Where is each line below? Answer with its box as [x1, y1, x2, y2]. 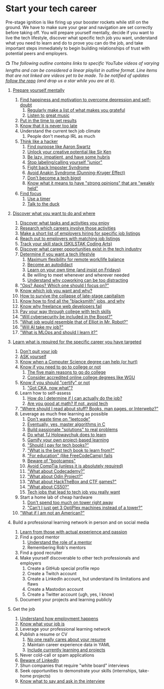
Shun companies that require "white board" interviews [20, 663, 129, 668]
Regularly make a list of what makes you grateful [27, 107, 125, 113]
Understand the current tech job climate [20, 128, 101, 134]
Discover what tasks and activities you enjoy [20, 220, 109, 226]
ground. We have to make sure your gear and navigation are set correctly [5, 24, 153, 30]
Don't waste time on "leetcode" [27, 416, 91, 422]
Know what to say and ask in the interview [20, 678, 105, 684]
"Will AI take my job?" [20, 324, 64, 330]
